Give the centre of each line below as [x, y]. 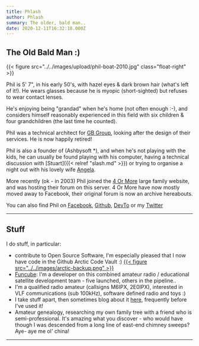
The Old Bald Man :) [43, 52]
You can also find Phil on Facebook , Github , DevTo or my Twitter [85, 205]
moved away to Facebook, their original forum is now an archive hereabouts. [99, 194]
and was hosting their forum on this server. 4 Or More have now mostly [93, 187]
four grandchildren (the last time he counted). [62, 121]
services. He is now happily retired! [49, 139]
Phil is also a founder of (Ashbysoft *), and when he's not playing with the [96, 151]
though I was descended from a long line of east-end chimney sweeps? [102, 325]
